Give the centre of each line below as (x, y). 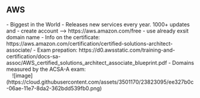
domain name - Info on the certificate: (53, 37)
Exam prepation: (57, 50)
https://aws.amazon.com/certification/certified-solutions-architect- (89, 43)
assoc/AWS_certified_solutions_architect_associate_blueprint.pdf (86, 63)
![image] (22, 75)
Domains (183, 63)
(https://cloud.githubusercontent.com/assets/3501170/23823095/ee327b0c (100, 82)
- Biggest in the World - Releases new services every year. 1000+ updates (98, 24)
